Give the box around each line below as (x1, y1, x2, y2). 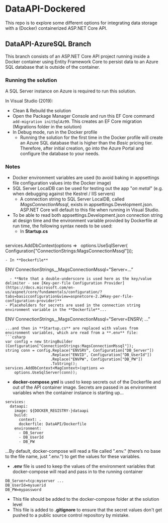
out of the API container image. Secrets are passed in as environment (12, 385, 157, 391)
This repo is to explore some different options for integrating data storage (5, 20, 157, 26)
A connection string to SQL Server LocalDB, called (20, 196, 125, 202)
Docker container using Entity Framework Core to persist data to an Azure (5, 59, 158, 65)
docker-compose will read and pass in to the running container (12, 468, 143, 475)
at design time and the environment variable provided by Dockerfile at (12, 218, 157, 224)
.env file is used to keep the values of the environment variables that (12, 463, 155, 469)
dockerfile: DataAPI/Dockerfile (18, 421, 87, 427)
